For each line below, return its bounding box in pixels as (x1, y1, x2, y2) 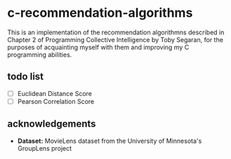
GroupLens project (17, 144, 72, 152)
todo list (7, 71, 44, 83)
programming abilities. (7, 50, 72, 59)
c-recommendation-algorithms (7, 5, 193, 21)
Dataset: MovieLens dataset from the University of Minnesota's (17, 137, 202, 145)
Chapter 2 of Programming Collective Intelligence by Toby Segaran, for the (7, 35, 223, 43)
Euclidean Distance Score (17, 89, 93, 97)
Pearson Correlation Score (17, 97, 95, 106)
